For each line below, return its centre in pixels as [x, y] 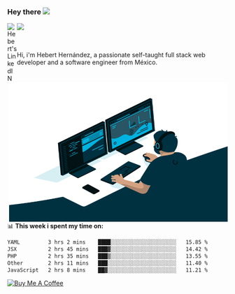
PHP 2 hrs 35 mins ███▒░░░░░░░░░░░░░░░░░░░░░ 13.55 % [108, 256]
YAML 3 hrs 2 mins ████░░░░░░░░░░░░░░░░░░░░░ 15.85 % [108, 242]
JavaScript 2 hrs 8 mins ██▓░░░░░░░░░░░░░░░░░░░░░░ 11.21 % [108, 270]
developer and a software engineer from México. [87, 62]
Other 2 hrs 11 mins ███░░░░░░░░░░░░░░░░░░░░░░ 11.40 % [108, 263]
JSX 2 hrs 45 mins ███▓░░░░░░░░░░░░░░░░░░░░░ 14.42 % [108, 249]
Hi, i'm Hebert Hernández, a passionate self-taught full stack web [112, 55]
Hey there [24, 12]
